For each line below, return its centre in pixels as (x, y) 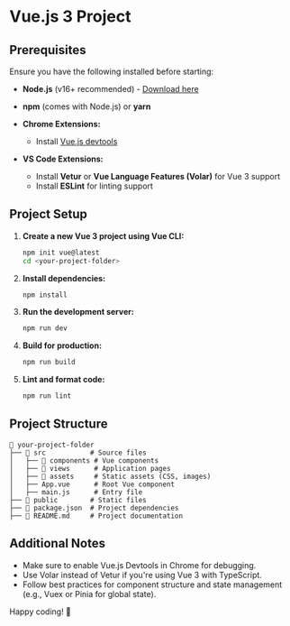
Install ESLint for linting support (94, 186)
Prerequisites (48, 50)
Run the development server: (78, 312)
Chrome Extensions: (61, 124)
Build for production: (62, 345)
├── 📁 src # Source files (78, 453)
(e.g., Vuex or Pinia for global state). (89, 594)
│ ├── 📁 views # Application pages (90, 468)
